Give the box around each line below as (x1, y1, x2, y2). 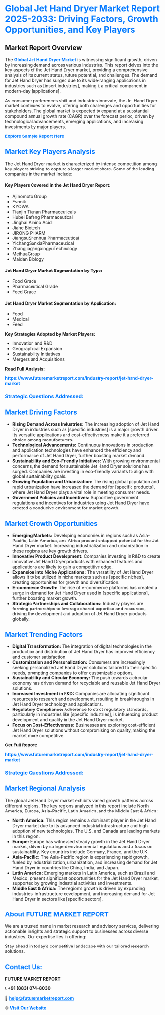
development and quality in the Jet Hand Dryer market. (12, 716, 124, 722)
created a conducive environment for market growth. (12, 505, 120, 511)
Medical (12, 316, 29, 322)
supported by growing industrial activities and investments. (12, 880, 132, 886)
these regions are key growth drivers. (12, 548, 89, 554)
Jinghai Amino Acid (12, 220, 52, 226)
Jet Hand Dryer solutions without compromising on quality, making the (12, 727, 156, 733)
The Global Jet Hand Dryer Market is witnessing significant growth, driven (5, 57, 157, 62)
